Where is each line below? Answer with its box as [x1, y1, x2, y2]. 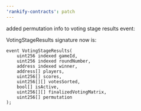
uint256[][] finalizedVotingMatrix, [17, 89, 107, 95]
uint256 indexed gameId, [17, 53, 78, 59]
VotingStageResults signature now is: [6, 36, 97, 43]
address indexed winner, [17, 63, 78, 69]
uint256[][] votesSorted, [17, 79, 81, 84]
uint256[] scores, [17, 73, 62, 80]
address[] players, [17, 68, 65, 74]
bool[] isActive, [17, 84, 60, 90]
